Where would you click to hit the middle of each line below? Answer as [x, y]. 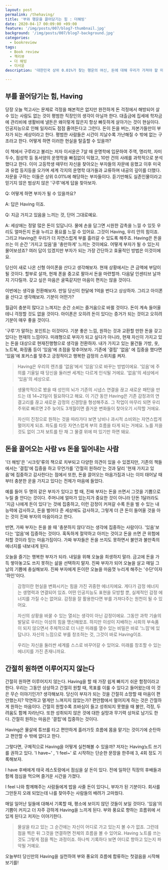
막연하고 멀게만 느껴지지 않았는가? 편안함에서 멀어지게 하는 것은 [86, 701]
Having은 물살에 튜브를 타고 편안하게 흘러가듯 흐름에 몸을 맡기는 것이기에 [76, 730]
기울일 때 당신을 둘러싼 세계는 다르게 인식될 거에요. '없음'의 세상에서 [93, 373]
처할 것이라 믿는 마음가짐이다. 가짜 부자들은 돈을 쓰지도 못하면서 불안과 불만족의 [82, 540]
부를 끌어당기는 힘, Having [44, 97]
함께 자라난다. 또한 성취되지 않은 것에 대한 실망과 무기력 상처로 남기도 [86, 713]
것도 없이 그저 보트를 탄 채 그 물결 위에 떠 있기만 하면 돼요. [74, 431]
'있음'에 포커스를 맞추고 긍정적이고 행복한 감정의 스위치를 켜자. [66, 356]
